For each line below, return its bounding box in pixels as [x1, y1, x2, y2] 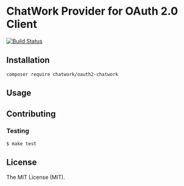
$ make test [6, 140, 37, 147]
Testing [6, 127, 29, 135]
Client [6, 17, 38, 31]
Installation [6, 55, 50, 65]
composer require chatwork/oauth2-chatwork [6, 71, 119, 77]
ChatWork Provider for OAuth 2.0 [6, 4, 179, 18]
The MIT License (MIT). [6, 173, 65, 181]
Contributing [6, 109, 56, 119]
